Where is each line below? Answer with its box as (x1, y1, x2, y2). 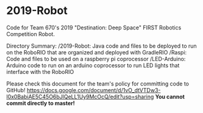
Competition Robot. (6, 30, 55, 37)
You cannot (155, 93, 185, 100)
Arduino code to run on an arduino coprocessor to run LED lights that (6, 62, 180, 69)
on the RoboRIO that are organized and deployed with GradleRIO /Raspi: (6, 48, 187, 56)
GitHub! (6, 86, 26, 93)
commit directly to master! (6, 99, 75, 107)
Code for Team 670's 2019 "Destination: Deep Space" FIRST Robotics (6, 24, 182, 31)
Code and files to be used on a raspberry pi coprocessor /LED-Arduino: (6, 55, 186, 62)
